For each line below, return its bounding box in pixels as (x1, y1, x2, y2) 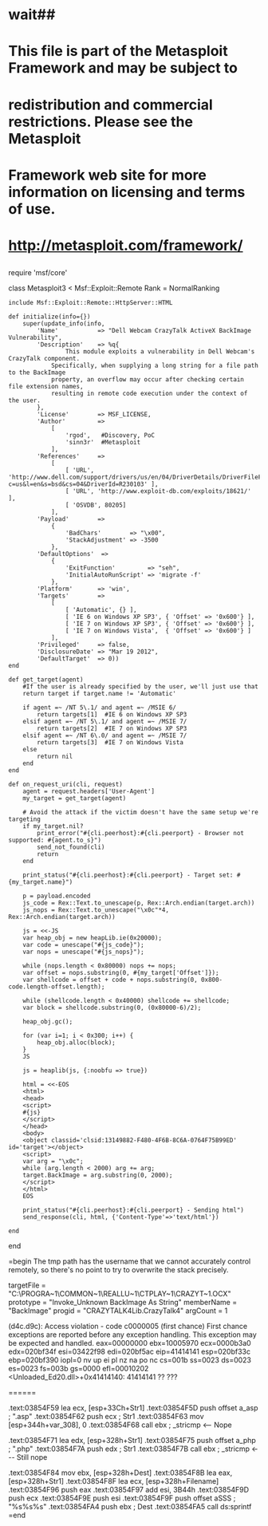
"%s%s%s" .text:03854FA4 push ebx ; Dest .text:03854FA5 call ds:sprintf (8, 1502, 252, 1512)
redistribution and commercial (8, 96, 213, 113)
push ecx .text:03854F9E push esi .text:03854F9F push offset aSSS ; (8, 1493, 236, 1503)
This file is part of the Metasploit (8, 42, 229, 61)
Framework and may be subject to (8, 59, 238, 77)
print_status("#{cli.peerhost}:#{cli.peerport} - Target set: (22, 871, 234, 879)
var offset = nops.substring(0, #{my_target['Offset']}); (22, 969, 219, 977)
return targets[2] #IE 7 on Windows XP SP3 (37, 724, 187, 733)
